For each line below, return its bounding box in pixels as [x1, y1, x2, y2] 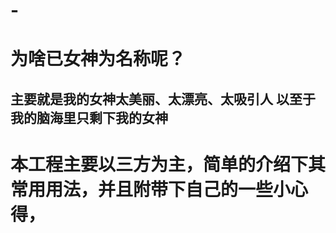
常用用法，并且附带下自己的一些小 [10, 178, 292, 201]
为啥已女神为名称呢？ [10, 48, 187, 71]
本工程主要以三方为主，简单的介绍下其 [10, 153, 327, 176]
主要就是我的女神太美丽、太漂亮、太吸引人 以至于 [10, 90, 316, 108]
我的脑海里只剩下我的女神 [10, 109, 168, 126]
